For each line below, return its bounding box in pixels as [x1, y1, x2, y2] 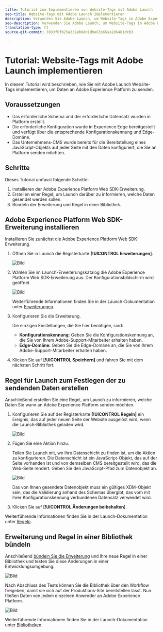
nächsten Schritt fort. [12, 362, 55, 368]
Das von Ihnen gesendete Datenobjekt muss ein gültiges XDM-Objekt [12, 484, 151, 490]
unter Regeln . [5, 519, 32, 525]
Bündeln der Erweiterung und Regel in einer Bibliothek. [12, 201, 122, 207]
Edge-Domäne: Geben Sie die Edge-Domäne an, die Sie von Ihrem [19, 342, 153, 348]
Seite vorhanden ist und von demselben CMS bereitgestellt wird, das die [12, 460, 157, 466]
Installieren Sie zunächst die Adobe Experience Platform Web [5, 236, 128, 242]
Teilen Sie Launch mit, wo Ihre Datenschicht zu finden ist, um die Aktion [12, 450, 156, 456]
